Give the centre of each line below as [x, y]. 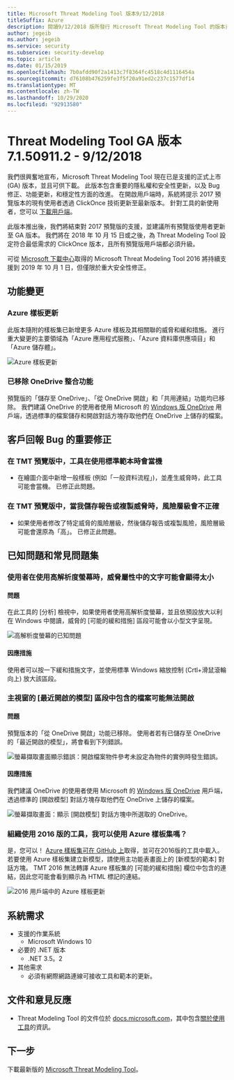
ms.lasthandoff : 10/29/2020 [48, 98]
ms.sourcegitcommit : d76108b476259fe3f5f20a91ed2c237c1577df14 [101, 78]
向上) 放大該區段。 [34, 678]
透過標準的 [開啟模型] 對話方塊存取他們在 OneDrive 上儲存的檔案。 [103, 799]
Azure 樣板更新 [33, 313]
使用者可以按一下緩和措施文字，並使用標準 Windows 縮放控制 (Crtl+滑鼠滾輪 [117, 670]
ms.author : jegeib [34, 40]
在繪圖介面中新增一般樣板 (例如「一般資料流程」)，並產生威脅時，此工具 [119, 478]
